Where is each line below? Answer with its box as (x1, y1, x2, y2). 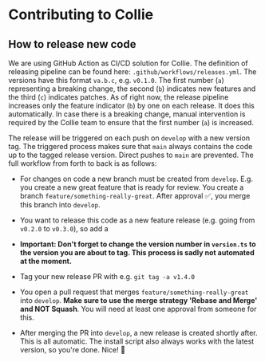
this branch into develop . (19, 200, 101, 209)
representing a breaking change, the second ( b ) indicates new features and (8, 84, 256, 93)
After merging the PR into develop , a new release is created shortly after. (19, 329, 258, 337)
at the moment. (19, 257, 72, 266)
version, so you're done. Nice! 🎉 (19, 345, 126, 354)
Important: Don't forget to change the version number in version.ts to (19, 239, 257, 249)
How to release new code (8, 37, 136, 51)
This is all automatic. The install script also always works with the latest (19, 336, 255, 346)
